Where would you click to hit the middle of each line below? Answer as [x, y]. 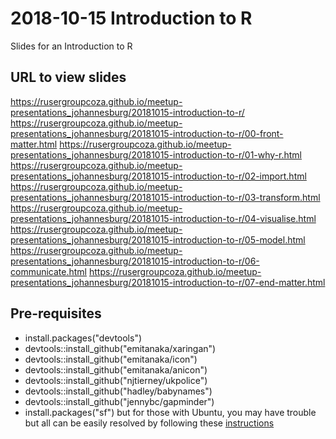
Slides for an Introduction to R [71, 46]
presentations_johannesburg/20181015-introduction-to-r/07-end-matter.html [168, 282]
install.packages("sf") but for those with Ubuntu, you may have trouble [170, 412]
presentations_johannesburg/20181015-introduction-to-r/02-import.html [158, 176]
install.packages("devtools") [83, 338]
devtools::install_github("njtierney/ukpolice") [116, 380]
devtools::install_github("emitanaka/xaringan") [120, 348]
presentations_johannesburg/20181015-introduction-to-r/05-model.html [158, 239]
